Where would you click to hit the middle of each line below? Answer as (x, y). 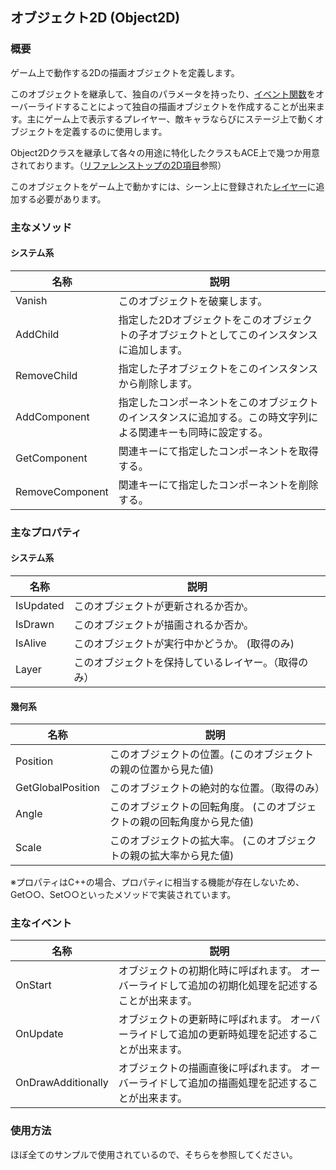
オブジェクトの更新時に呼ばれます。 (203, 1020)
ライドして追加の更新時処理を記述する (218, 1035)
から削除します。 (158, 383)
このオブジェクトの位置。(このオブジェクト (212, 755)
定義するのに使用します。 (115, 131)
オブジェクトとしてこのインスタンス (233, 335)
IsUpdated (40, 605)
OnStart (33, 985)
